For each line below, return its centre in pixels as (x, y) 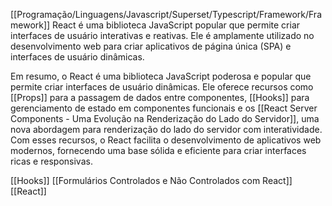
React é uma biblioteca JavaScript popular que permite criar (176, 25)
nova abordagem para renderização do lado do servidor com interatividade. (166, 129)
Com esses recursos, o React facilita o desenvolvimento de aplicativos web (166, 140)
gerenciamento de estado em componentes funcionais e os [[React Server (164, 108)
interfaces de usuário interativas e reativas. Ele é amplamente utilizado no (162, 35)
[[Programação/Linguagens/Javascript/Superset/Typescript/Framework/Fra (166, 14)
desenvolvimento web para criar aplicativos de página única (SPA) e (151, 46)
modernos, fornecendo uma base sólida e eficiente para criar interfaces (158, 150)
